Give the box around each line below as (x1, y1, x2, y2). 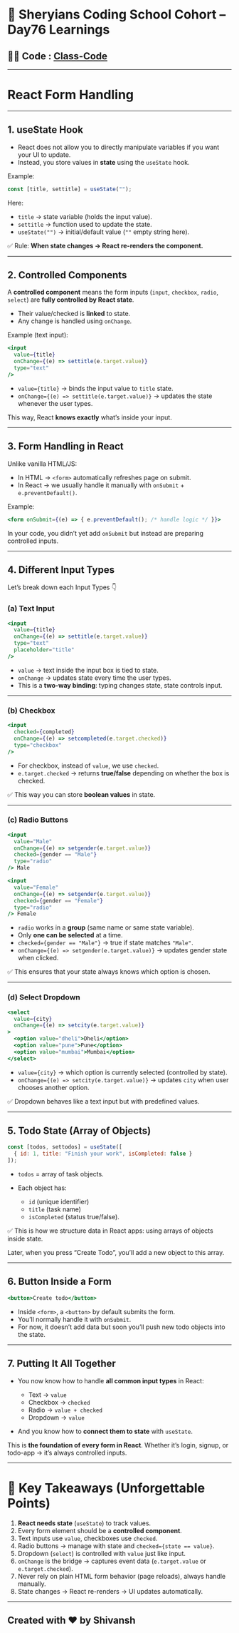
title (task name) (28, 1205, 82, 1214)
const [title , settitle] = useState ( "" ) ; (7, 185, 132, 193)
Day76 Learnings (7, 21, 110, 38)
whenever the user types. (17, 399, 93, 407)
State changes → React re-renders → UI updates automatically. (17, 1587, 203, 1595)
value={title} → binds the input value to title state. (17, 384, 174, 392)
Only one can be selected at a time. (17, 931, 123, 940)
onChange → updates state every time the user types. (17, 673, 172, 682)
